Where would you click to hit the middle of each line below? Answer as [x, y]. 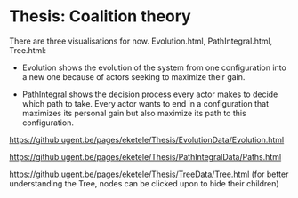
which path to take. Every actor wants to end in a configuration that [145, 103]
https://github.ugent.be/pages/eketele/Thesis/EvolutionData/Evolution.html [147, 139]
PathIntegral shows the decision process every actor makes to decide [150, 94]
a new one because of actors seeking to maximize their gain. [133, 76]
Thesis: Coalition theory [100, 16]
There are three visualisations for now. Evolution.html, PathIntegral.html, [141, 41]
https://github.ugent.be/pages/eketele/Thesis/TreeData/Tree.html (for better [149, 174]
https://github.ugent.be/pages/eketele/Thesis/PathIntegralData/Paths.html [145, 156]
